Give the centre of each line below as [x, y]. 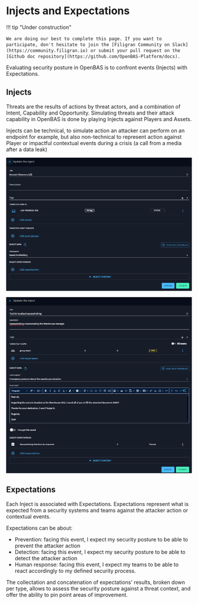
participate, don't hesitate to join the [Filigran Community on [88, 45]
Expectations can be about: [39, 528]
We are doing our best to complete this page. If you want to [84, 39]
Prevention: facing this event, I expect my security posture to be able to [101, 539]
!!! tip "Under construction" [39, 27]
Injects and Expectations [68, 11]
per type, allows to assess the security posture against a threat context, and [98, 588]
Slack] [180, 45]
